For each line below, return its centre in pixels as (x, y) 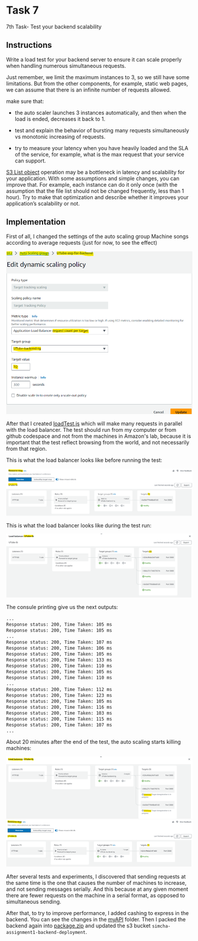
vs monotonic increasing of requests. (60, 136)
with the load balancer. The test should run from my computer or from (91, 430)
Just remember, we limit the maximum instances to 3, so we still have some (98, 77)
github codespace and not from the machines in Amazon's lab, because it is (99, 436)
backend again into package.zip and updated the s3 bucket (78, 926)
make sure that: (25, 101)
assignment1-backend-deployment (46, 933)
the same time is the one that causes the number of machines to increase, (96, 883)
